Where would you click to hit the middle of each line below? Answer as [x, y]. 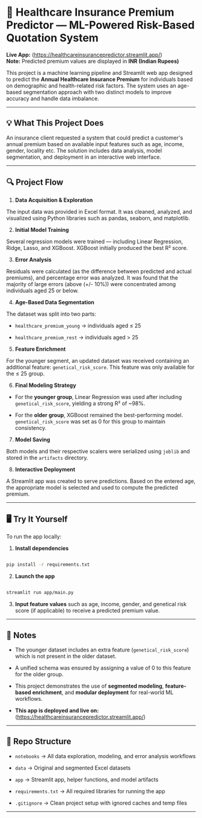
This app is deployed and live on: [57, 710]
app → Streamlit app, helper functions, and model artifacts [87, 779]
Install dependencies [42, 548]
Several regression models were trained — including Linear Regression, [95, 241]
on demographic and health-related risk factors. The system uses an [91, 85]
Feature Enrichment [40, 349]
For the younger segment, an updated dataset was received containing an [98, 360]
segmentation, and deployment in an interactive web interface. [84, 157]
